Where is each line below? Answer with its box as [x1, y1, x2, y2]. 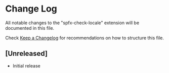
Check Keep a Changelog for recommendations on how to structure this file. [5, 35, 164, 41]
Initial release [12, 62, 40, 68]
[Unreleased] [5, 49, 48, 58]
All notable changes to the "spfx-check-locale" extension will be [5, 20, 140, 26]
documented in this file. [5, 25, 55, 31]
